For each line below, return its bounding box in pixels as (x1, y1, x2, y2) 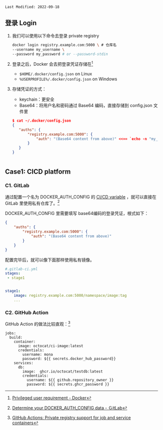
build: (9, 335, 23, 340)
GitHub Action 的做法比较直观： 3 (5, 320, 71, 327)
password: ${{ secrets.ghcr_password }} (26, 382, 110, 387)
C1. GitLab (5, 182, 30, 189)
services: (14, 360, 34, 365)
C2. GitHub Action (5, 309, 49, 316)
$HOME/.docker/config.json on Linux (19, 71, 92, 77)
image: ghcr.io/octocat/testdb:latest (22, 369, 103, 374)
